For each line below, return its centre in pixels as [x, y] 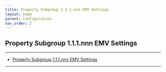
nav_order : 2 [19, 23]
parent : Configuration [28, 19]
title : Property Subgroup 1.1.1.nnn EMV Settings [57, 10]
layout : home [19, 14]
